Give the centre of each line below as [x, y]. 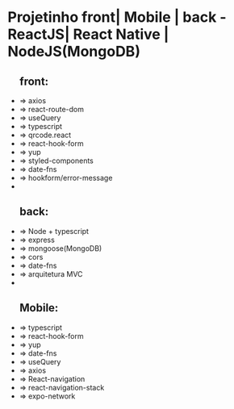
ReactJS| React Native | [88, 34]
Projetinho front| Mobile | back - [117, 17]
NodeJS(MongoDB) [74, 52]
